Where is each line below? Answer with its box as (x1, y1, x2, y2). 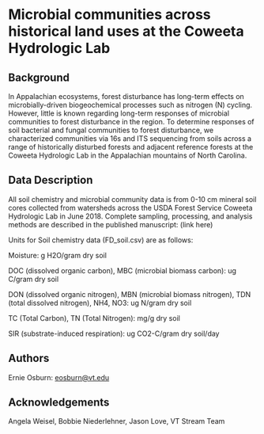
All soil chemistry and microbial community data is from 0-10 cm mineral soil (8, 194, 257, 204)
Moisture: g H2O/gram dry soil (8, 250, 107, 260)
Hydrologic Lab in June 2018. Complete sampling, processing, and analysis (8, 211, 253, 221)
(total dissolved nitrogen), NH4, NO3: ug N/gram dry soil (8, 298, 192, 307)
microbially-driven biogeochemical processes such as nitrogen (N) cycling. (8, 101, 253, 109)
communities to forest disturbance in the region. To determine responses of (8, 117, 255, 126)
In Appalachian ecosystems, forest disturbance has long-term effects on (8, 92, 245, 101)
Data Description (8, 173, 93, 187)
